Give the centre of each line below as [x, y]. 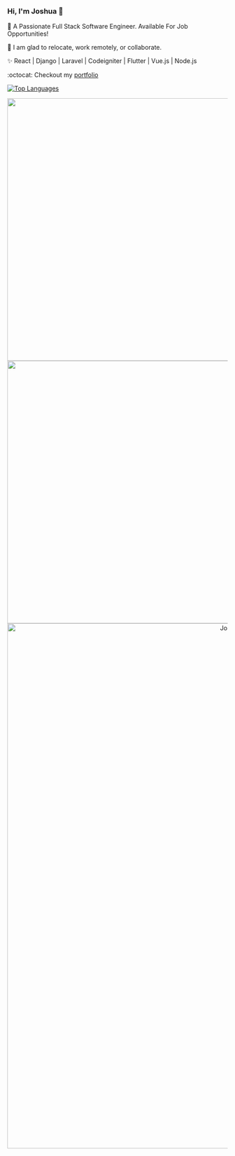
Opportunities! [28, 34]
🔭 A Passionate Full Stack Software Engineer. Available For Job [98, 27]
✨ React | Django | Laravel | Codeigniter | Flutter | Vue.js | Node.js [102, 61]
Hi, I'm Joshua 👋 [35, 11]
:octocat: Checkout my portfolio [53, 75]
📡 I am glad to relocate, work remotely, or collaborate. [85, 48]
